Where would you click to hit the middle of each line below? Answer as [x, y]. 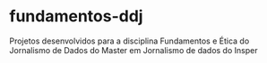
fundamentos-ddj [76, 16]
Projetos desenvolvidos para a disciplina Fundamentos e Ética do [129, 41]
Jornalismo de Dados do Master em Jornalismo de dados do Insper [133, 50]
